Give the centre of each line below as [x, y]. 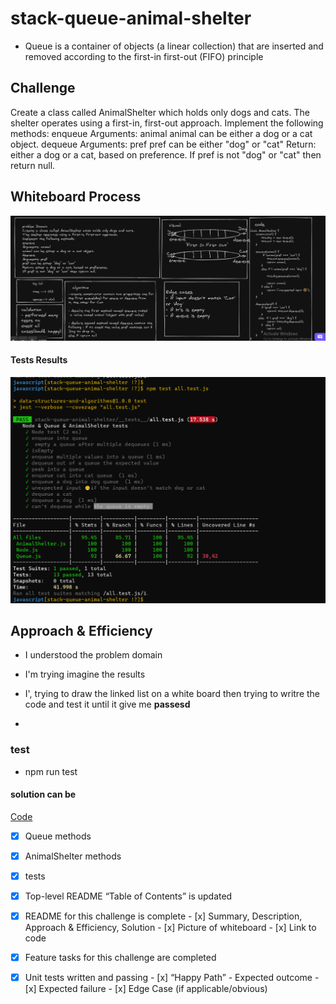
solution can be [43, 794]
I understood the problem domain [93, 655]
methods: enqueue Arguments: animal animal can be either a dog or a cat [161, 133]
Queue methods [58, 836]
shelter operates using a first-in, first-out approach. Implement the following [167, 123]
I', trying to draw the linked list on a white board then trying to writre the [172, 694]
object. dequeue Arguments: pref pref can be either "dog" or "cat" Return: [163, 144]
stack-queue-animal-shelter [131, 18]
